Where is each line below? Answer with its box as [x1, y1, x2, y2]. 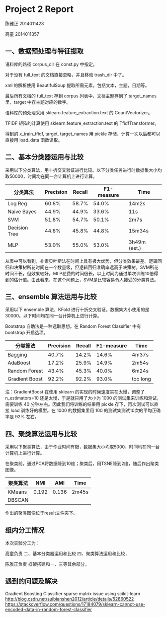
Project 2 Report [5, 3, 74, 15]
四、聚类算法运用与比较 [5, 430, 77, 438]
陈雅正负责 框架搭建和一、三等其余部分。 [5, 561, 89, 567]
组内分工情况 [5, 526, 45, 535]
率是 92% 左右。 [5, 414, 39, 420]
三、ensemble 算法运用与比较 [5, 292, 97, 301]
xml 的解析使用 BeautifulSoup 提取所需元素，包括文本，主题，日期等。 [5, 82, 150, 88]
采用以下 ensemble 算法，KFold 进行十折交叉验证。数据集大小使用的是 [5, 307, 150, 312]
